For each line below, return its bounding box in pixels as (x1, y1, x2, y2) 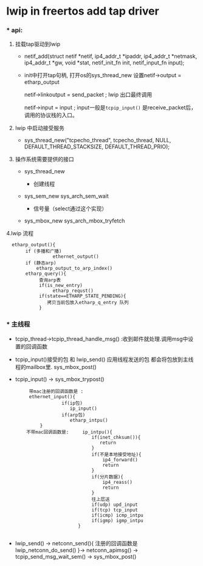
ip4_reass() (102, 479, 132, 485)
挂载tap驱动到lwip (15, 41, 61, 48)
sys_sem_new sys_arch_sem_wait (24, 193, 109, 200)
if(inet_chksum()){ (91, 434, 141, 440)
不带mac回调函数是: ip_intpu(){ (26, 429, 112, 435)
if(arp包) (61, 412, 86, 418)
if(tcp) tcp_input (91, 506, 138, 513)
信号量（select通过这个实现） (33, 205, 108, 212)
